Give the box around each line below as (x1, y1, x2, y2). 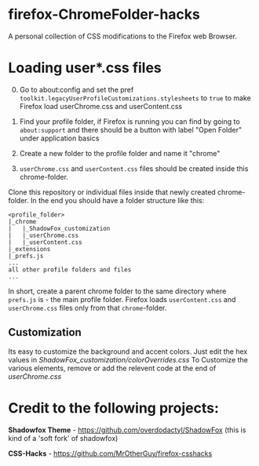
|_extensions (8, 245, 51, 253)
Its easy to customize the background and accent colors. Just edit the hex (8, 347, 248, 356)
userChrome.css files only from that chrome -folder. (8, 303, 167, 312)
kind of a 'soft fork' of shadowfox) (8, 433, 119, 442)
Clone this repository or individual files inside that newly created (8, 187, 216, 197)
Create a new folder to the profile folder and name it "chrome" (19, 148, 221, 158)
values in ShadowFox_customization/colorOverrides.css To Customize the (8, 355, 249, 364)
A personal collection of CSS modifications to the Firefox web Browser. (8, 31, 238, 41)
